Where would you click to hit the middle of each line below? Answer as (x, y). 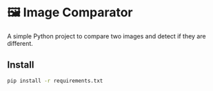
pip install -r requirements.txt (55, 81)
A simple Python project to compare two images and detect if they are (106, 36)
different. (20, 43)
